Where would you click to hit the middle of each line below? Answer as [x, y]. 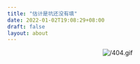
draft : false [26, 26]
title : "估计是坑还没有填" [42, 14]
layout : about [28, 33]
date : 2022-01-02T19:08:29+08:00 [56, 20]
